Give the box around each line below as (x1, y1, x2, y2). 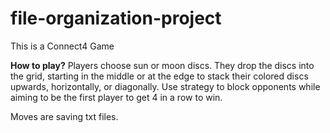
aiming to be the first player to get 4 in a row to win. (10, 91, 223, 103)
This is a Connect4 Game (10, 40, 115, 52)
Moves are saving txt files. (10, 110, 119, 122)
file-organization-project (10, 7, 222, 30)
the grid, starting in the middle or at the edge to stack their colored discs (10, 70, 309, 82)
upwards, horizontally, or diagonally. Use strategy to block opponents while (10, 80, 321, 92)
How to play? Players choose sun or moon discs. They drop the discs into (10, 59, 315, 71)
